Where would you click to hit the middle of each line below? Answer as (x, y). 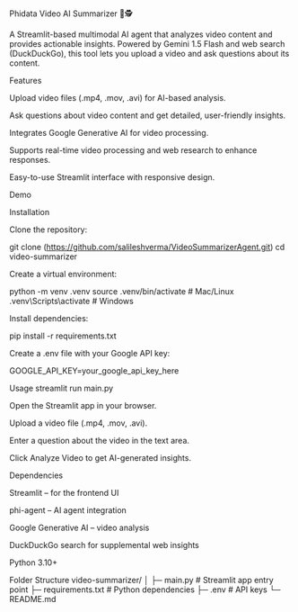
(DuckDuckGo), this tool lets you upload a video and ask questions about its (149, 54)
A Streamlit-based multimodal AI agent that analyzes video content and (141, 34)
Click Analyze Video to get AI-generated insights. (100, 458)
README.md (33, 599)
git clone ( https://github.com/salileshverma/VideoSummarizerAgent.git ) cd (147, 247)
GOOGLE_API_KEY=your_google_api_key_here (94, 371)
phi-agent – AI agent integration (68, 510)
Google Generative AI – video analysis (79, 527)
